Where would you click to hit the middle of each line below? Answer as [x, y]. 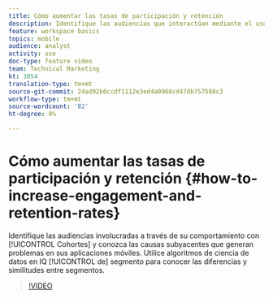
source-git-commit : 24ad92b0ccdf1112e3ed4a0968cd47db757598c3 [116, 91]
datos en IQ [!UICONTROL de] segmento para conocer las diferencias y [128, 261]
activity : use [32, 54]
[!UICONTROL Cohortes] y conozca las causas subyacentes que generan [131, 244]
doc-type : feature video [50, 62]
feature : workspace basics [54, 31]
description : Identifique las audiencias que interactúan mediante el [130, 24]
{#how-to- [221, 179]
